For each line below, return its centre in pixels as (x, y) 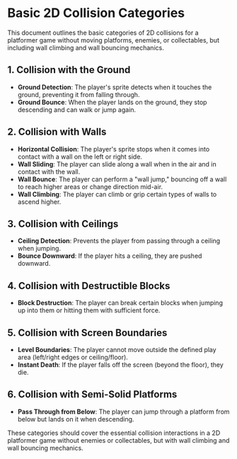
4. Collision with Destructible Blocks (89, 286)
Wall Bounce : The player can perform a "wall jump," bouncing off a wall (122, 179)
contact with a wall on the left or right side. (80, 157)
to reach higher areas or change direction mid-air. (90, 186)
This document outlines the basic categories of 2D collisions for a (103, 33)
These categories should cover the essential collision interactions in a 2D (114, 433)
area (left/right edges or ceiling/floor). (73, 357)
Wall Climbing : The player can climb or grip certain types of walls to (117, 194)
